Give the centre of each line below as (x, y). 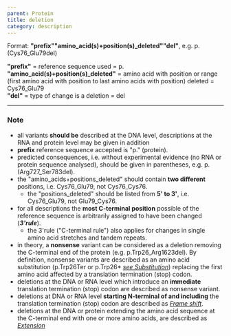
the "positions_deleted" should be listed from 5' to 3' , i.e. (108, 193)
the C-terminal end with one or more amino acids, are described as (112, 318)
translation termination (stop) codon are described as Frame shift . (110, 303)
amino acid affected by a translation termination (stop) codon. (104, 274)
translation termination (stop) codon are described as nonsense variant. (119, 288)
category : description (40, 26)
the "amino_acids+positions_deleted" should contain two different (111, 179)
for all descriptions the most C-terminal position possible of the (108, 208)
